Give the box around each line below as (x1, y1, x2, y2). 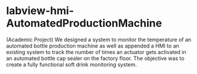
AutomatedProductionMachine (6, 16, 162, 30)
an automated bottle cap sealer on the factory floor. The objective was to (6, 55, 185, 62)
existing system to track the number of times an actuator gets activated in (6, 48, 187, 55)
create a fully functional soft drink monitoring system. (6, 60, 137, 68)
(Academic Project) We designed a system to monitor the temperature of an (6, 36, 192, 43)
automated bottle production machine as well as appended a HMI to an (6, 42, 180, 49)
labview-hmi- (6, 4, 74, 18)
